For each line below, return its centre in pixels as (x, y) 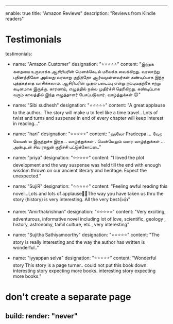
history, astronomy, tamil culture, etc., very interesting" (71, 224)
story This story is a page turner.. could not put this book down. (80, 265)
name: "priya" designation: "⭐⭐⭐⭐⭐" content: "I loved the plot (79, 157)
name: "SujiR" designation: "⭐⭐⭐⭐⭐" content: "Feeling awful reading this (90, 186)
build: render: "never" (42, 316)
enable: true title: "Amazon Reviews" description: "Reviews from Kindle (81, 13)
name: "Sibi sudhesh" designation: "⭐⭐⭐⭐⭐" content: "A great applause (89, 105)
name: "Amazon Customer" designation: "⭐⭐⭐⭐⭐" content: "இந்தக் (83, 64)
